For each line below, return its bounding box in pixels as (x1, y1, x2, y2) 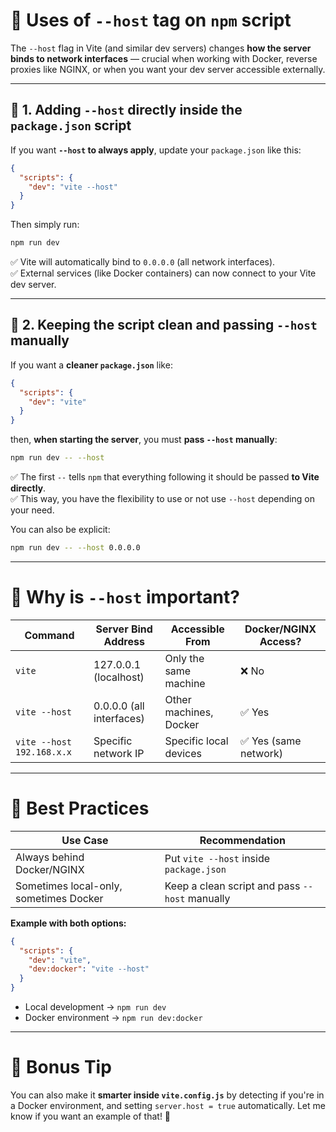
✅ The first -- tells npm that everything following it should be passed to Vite (10, 471, 320, 483)
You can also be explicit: (10, 524, 111, 536)
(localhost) (93, 670, 145, 684)
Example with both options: (10, 917, 127, 929)
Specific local (164, 734, 229, 748)
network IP (93, 746, 145, 760)
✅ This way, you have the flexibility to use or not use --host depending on (10, 493, 315, 505)
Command (24, 628, 75, 642)
